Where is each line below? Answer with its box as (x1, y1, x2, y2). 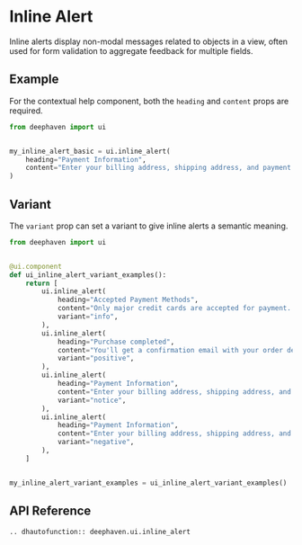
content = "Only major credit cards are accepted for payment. (57, 304, 292, 313)
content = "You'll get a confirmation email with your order (57, 345, 283, 354)
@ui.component (9, 262, 63, 271)
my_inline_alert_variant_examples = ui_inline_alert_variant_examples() (9, 478, 288, 487)
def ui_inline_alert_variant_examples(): (9, 270, 167, 280)
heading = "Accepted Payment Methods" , (57, 295, 200, 305)
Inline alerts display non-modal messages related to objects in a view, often (9, 36, 289, 47)
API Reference (9, 504, 92, 519)
